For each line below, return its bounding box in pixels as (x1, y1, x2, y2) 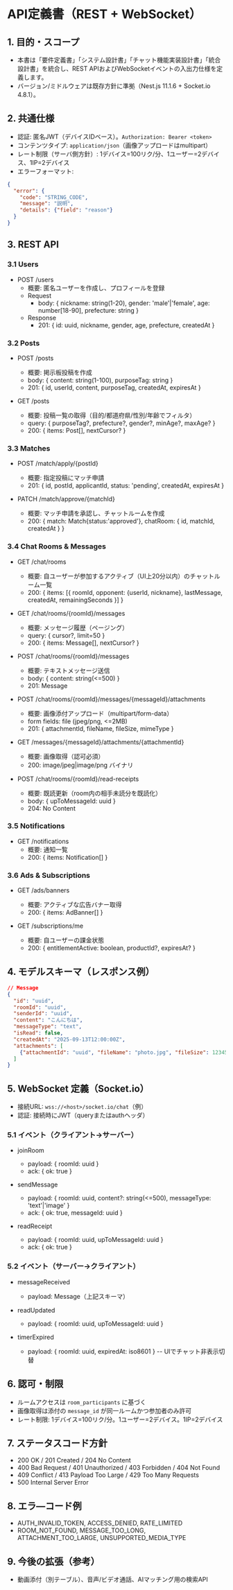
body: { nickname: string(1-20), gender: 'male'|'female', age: (37, 299, 210, 307)
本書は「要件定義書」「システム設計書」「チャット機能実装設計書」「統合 (17, 56, 221, 64)
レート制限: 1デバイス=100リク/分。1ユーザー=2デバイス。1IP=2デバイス (17, 1415, 223, 1424)
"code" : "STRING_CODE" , (19, 193, 89, 201)
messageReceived (17, 1277, 71, 1286)
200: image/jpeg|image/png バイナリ (27, 761, 134, 769)
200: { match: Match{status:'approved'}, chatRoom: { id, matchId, (27, 517, 215, 526)
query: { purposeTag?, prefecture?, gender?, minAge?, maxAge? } (27, 419, 216, 427)
